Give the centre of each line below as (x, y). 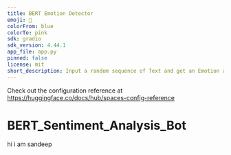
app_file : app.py (32, 52)
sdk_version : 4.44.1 (37, 45)
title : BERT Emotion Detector (51, 13)
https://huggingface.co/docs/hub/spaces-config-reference (91, 97)
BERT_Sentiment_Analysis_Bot (97, 125)
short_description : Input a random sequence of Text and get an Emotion (113, 71)
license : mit (26, 64)
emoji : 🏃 (20, 20)
